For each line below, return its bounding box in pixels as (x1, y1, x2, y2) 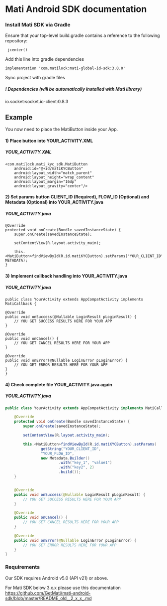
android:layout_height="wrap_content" (14, 174, 94, 180)
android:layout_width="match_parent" (14, 170, 92, 175)
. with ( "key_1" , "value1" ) (58, 460, 112, 465)
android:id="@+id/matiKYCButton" (14, 166, 83, 171)
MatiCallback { (5, 301, 37, 306)
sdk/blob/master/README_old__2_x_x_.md (5, 595, 92, 601)
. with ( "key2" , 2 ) (58, 465, 94, 470)
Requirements (5, 564, 40, 571)
